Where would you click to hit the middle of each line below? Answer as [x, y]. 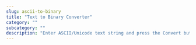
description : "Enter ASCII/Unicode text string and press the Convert [94, 33]
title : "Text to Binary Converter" [49, 17]
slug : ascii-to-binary [34, 11]
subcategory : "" [26, 28]
